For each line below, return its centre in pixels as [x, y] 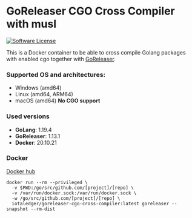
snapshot [17, 209]
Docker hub [21, 171]
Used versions [28, 116]
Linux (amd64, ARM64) [44, 94]
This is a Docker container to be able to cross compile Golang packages [96, 52]
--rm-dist [43, 209]
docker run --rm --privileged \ [47, 182]
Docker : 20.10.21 [36, 142]
